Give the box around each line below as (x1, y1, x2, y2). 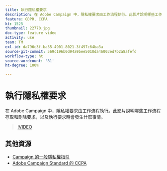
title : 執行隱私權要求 (5, 7, 47, 12)
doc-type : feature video (5, 30, 57, 35)
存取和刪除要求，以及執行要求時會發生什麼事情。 (5, 114, 105, 120)
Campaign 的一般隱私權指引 (12, 154, 70, 160)
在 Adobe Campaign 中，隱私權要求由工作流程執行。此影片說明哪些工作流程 (5, 108, 161, 114)
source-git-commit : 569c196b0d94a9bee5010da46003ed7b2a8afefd (5, 49, 137, 54)
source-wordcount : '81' (5, 58, 55, 63)
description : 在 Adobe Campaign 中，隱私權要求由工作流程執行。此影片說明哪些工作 (5, 12, 163, 17)
